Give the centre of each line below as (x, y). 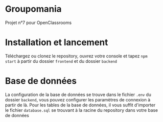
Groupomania (34, 9)
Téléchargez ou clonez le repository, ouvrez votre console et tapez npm (76, 56)
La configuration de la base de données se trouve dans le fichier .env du (78, 95)
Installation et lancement (57, 42)
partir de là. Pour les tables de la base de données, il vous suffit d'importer (80, 105)
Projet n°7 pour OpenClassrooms (38, 23)
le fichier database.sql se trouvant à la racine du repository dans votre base (81, 110)
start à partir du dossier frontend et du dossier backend (61, 61)
